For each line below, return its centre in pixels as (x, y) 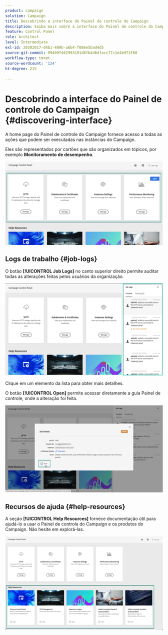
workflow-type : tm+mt (28, 58)
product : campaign (24, 10)
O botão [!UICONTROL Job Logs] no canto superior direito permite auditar (82, 271)
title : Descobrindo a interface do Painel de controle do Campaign (77, 21)
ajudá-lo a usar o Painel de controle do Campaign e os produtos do (74, 524)
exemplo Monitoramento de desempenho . (49, 154)
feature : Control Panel (30, 32)
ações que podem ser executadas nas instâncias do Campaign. (70, 139)
